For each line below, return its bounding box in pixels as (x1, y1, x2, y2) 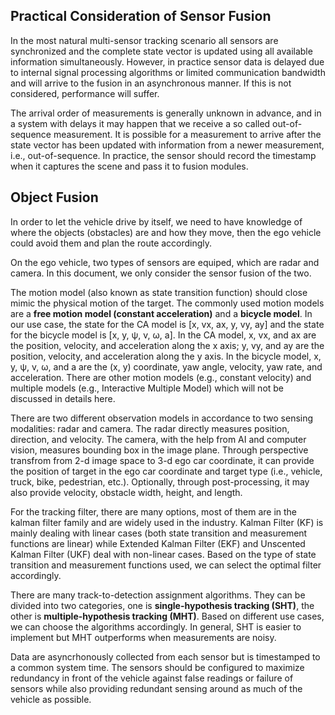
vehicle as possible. (10, 693, 92, 705)
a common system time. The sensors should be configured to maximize (10, 661, 305, 673)
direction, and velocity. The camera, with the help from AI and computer (10, 433, 307, 445)
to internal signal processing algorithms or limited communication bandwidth (10, 66, 326, 78)
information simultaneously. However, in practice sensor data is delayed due (10, 55, 325, 68)
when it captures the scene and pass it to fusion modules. (10, 160, 249, 172)
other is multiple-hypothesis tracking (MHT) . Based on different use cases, (10, 610, 325, 622)
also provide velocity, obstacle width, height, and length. (10, 486, 243, 498)
